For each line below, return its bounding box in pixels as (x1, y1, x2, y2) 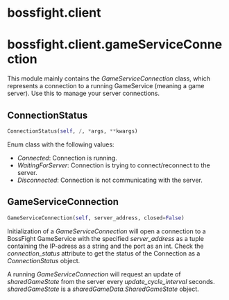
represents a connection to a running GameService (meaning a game (7, 82, 205, 90)
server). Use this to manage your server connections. (7, 89, 160, 98)
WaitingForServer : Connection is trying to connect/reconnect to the (17, 161, 210, 169)
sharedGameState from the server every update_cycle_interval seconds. (7, 277, 215, 285)
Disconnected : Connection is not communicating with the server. (17, 176, 203, 184)
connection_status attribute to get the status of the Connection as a (7, 249, 201, 258)
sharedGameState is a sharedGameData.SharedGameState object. (7, 285, 199, 293)
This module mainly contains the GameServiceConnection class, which (7, 74, 210, 83)
